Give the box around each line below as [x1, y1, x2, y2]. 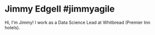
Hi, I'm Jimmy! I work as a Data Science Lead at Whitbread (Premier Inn [4, 19, 151, 25]
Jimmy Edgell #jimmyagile [4, 3, 115, 15]
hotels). [4, 24, 20, 30]
